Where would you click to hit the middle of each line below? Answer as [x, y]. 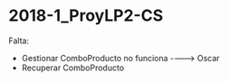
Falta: [19, 41]
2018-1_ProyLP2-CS [86, 16]
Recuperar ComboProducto [73, 68]
